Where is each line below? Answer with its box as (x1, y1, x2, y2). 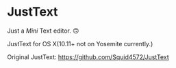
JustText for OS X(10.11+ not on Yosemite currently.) (7, 39, 153, 48)
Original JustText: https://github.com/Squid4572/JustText (7, 52, 169, 61)
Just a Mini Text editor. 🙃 (7, 27, 79, 35)
